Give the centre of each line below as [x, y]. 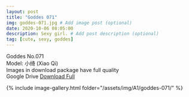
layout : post [22, 12]
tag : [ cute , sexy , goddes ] [40, 39]
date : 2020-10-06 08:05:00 [40, 28]
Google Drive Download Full [41, 76]
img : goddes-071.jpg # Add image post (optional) [69, 23]
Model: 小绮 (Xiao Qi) [32, 63]
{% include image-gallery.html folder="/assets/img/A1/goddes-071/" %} [95, 88]
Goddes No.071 [25, 56]
